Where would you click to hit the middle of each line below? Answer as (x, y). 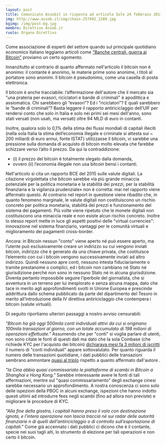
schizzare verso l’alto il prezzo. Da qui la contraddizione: (63, 149)
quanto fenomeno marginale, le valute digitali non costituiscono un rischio (81, 200)
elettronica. (17, 83)
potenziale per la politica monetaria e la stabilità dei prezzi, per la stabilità (80, 184)
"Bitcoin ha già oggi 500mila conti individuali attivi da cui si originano (76, 323)
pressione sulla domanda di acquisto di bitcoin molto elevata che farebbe (80, 144)
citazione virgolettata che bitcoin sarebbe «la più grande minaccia (72, 179)
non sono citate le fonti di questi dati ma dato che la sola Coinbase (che (78, 339)
